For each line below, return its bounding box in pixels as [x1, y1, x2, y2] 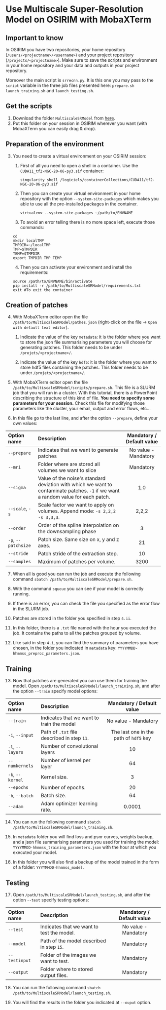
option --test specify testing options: [12, 897, 89, 903]
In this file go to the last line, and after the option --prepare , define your [12, 415, 158, 421]
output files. [40, 972, 68, 979]
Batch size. [40, 792, 66, 799]
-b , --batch [8, 792, 34, 799]
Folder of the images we [40, 952, 97, 959]
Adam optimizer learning [40, 800, 98, 807]
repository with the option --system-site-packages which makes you [20, 195, 159, 201]
